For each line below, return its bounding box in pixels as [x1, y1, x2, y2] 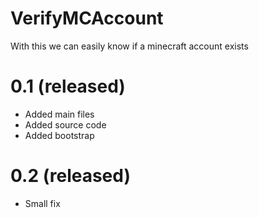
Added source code [24, 118, 107, 131]
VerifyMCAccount [10, 7, 164, 30]
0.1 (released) [10, 75, 126, 98]
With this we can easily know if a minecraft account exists [10, 40, 249, 52]
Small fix [24, 197, 61, 209]
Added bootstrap [24, 129, 95, 141]
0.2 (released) [10, 165, 132, 187]
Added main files [24, 108, 95, 120]
